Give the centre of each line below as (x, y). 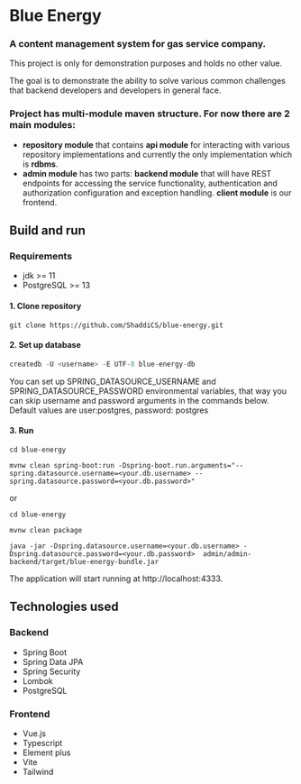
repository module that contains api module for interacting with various (156, 144)
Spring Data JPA (53, 661)
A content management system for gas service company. (138, 44)
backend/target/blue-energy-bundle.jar (84, 561)
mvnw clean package (46, 530)
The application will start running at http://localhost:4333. (116, 579)
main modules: (43, 125)
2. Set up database (45, 345)
